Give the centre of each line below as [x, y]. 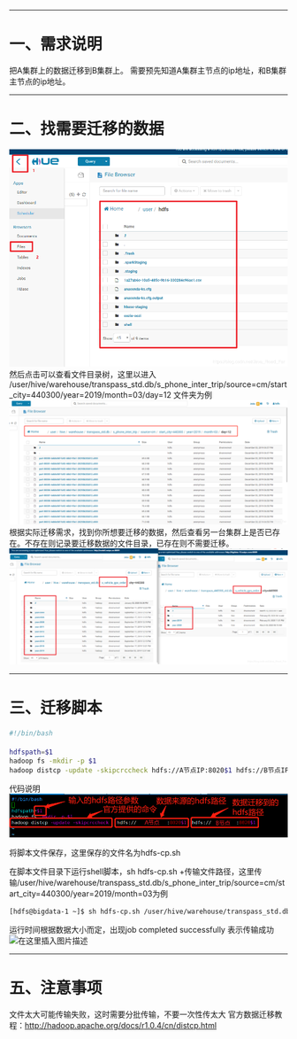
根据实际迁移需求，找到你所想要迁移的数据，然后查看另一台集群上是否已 [141, 531]
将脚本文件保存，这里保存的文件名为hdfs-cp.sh [95, 853]
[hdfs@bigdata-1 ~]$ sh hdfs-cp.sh [75, 912]
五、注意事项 [56, 988]
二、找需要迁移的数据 [87, 129]
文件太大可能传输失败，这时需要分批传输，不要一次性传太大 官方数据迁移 [142, 1014]
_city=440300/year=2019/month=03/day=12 [91, 395]
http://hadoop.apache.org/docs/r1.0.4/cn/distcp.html [121, 1026]
